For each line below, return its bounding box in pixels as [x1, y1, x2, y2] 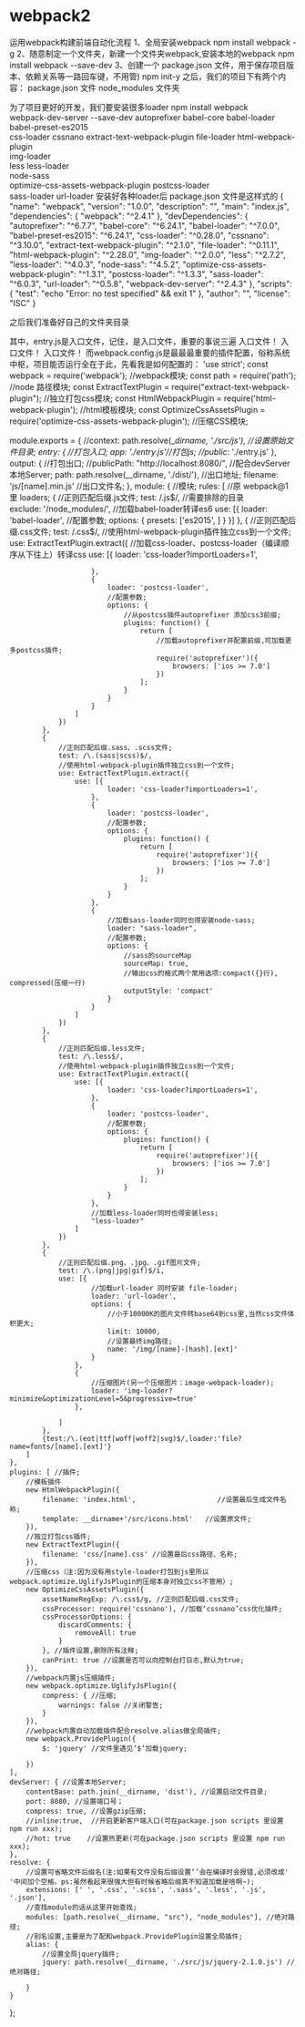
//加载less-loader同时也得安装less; [90, 1209, 219, 1218]
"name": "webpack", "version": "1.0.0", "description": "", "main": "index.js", [9, 201, 290, 211]
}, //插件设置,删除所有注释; [42, 1646, 139, 1655]
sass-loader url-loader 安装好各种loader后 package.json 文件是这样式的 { [9, 190, 284, 201]
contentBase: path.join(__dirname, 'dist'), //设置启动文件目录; [25, 1787, 269, 1796]
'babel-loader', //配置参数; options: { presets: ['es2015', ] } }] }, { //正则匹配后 [9, 514, 297, 525]
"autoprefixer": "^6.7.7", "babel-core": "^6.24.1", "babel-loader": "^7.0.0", [9, 220, 280, 231]
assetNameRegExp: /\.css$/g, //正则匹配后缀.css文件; [42, 1594, 239, 1604]
